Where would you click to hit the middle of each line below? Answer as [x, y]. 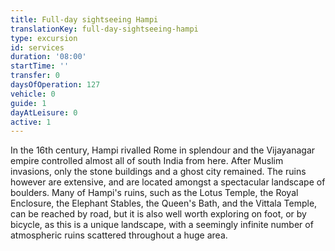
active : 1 [31, 122]
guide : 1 [28, 103]
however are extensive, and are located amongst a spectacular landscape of [168, 182]
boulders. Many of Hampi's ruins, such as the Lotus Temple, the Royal [154, 193]
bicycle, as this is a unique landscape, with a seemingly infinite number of [162, 225]
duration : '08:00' [48, 57]
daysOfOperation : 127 [55, 85]
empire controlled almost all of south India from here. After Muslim [147, 161]
